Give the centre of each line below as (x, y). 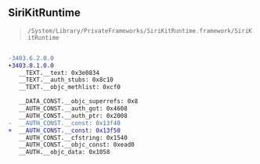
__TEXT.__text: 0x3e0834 (59, 73)
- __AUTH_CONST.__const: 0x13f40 (65, 123)
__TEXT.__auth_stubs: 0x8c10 (66, 80)
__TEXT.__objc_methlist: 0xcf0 (70, 87)
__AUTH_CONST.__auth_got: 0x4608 (73, 109)
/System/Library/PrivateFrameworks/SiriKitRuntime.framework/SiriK (139, 30)
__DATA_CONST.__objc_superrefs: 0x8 (78, 102)
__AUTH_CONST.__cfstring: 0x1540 (73, 137)
